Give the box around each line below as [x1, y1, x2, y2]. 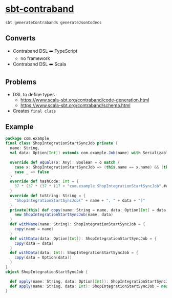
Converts [5, 34, 36, 42]
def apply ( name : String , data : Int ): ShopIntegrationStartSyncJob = [10, 284, 159, 289]
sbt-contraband [5, 3, 74, 15]
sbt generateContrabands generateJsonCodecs [5, 20, 102, 25]
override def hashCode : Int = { [10, 179, 79, 184]
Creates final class [12, 108, 56, 114]
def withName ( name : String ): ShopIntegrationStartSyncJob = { [10, 222, 145, 227]
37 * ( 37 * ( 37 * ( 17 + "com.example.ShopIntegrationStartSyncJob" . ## [14, 184, 168, 189]
